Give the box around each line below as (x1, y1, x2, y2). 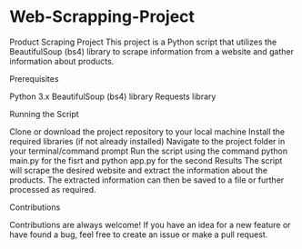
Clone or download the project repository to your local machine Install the (9, 125, 286, 137)
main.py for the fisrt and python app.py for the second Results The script (9, 154, 283, 165)
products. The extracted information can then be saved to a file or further (9, 174, 285, 185)
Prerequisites (9, 73, 59, 84)
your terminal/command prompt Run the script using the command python (9, 145, 288, 156)
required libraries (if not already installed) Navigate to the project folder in (9, 135, 286, 146)
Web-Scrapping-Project (9, 6, 196, 27)
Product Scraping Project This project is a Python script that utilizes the (9, 36, 277, 47)
